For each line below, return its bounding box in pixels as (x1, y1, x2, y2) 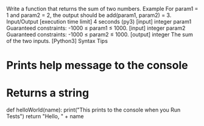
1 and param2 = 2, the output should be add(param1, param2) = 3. (6, 12, 172, 19)
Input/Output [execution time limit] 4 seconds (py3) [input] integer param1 (6, 18, 192, 25)
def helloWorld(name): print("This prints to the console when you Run (6, 106, 181, 114)
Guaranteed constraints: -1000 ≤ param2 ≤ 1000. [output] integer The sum (6, 31, 193, 38)
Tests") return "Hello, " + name (6, 113, 84, 120)
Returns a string (6, 86, 90, 100)
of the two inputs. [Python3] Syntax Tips (6, 38, 108, 44)
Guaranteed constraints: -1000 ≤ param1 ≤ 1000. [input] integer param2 (6, 24, 186, 31)
